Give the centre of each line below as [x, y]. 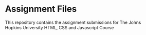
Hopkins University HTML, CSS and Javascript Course [60, 27]
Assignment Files [41, 9]
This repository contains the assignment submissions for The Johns [73, 22]
